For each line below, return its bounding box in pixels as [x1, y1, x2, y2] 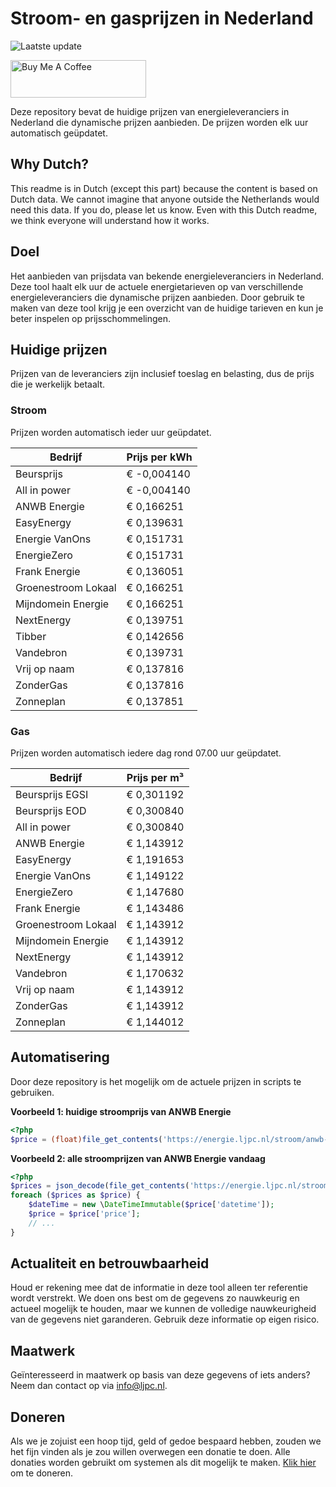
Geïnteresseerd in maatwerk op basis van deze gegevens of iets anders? [10, 1369, 311, 1381]
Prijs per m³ [126, 770, 185, 784]
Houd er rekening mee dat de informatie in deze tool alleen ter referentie [10, 1282, 308, 1294]
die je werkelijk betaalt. [10, 378, 106, 391]
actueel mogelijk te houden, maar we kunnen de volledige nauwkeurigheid [10, 1303, 317, 1315]
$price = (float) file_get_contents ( [10, 1134, 163, 1144]
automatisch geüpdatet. [10, 127, 108, 139]
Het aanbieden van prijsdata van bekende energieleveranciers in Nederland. [10, 270, 325, 282]
